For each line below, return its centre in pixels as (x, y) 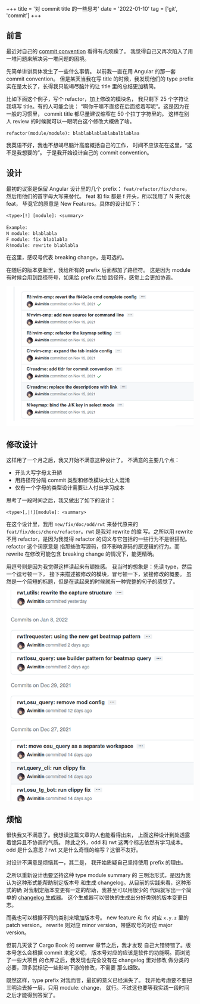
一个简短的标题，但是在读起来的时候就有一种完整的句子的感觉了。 (97, 581)
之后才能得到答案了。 (32, 995)
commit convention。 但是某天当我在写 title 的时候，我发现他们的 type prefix (100, 79)
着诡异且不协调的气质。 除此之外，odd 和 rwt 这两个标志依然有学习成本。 (96, 842)
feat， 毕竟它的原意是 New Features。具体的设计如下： (74, 203)
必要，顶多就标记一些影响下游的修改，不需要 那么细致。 (75, 968)
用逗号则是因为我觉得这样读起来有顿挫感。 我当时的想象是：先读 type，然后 (99, 566)
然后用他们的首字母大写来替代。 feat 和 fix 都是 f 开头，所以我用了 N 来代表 (98, 196)
